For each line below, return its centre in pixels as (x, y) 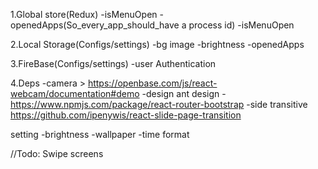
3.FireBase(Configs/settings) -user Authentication (113, 63)
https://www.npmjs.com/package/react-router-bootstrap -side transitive (159, 104)
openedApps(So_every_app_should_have (95, 25)
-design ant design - (184, 93)
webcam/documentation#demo (75, 93)
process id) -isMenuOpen (241, 25)
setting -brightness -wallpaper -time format (100, 134)
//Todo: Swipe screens (57, 153)
